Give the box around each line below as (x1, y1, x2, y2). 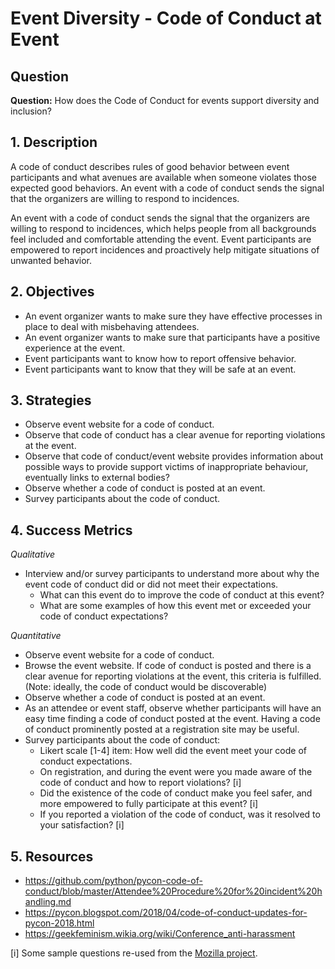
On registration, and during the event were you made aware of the (39, 766, 313, 778)
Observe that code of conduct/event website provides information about (24, 450, 324, 462)
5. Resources (10, 848, 94, 865)
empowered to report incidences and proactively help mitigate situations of (10, 243, 320, 256)
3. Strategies (10, 392, 92, 409)
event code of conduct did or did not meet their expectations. (24, 578, 279, 591)
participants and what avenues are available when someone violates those (10, 171, 317, 183)
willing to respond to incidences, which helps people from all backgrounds (10, 222, 317, 234)
